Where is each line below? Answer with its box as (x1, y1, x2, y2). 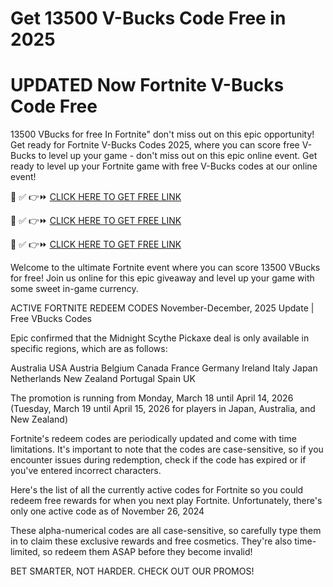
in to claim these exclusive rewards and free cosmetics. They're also (10, 535, 293, 547)
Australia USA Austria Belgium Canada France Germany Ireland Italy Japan (10, 362, 318, 374)
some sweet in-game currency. (10, 283, 139, 295)
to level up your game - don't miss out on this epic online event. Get (38, 150, 318, 162)
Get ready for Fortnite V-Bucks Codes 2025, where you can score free (10, 139, 300, 151)
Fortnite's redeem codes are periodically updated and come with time (10, 433, 297, 445)
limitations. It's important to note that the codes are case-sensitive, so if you (10, 443, 324, 456)
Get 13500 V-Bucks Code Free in (10, 7, 287, 30)
